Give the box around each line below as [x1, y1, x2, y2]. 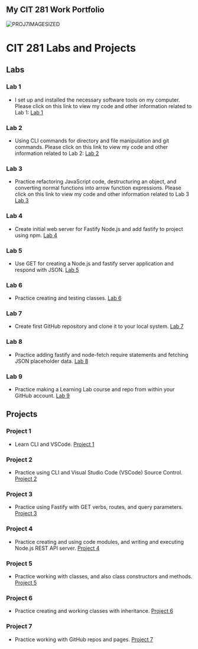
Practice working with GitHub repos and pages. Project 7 [14, 635, 154, 643]
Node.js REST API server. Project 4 [14, 544, 100, 552]
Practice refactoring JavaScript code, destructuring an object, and [14, 178, 177, 185]
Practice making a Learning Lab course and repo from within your [14, 386, 175, 393]
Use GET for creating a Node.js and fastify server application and [14, 259, 174, 267]
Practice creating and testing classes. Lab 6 [14, 295, 122, 302]
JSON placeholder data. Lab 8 [14, 357, 89, 365]
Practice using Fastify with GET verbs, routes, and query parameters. [14, 504, 183, 511]
